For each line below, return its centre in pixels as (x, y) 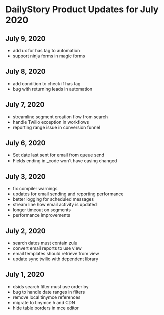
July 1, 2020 (25, 275)
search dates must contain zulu (45, 243)
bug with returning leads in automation (52, 89)
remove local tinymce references (46, 297)
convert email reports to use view (47, 248)
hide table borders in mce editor (46, 308)
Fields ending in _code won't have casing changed (65, 161)
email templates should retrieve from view (56, 254)
